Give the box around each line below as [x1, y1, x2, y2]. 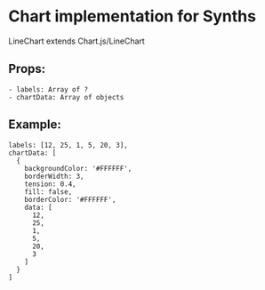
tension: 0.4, [24, 180, 76, 189]
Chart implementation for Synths [8, 6, 257, 27]
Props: [8, 61, 46, 77]
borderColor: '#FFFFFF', [24, 195, 116, 204]
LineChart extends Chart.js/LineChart [8, 36, 146, 46]
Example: [8, 117, 61, 133]
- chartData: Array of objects [8, 93, 124, 101]
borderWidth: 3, [24, 172, 85, 181]
